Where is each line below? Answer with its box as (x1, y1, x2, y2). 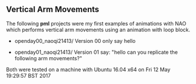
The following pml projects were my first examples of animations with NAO (6, 20, 187, 27)
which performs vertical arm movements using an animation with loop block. (6, 26, 191, 33)
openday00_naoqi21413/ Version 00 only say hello (14, 37, 136, 44)
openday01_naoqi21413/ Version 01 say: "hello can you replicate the (14, 49, 178, 56)
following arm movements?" (14, 54, 82, 61)
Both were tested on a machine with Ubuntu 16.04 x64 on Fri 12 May (6, 66, 171, 73)
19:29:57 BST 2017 (6, 72, 51, 79)
